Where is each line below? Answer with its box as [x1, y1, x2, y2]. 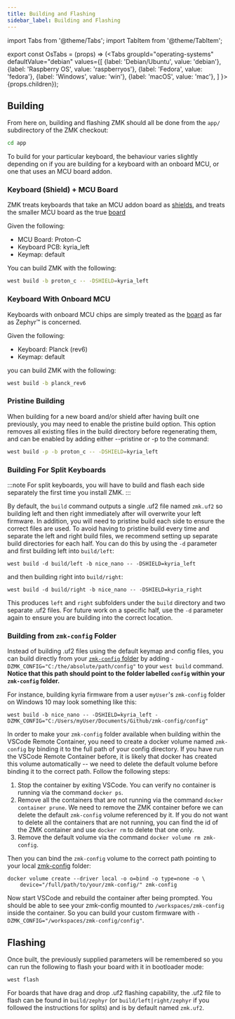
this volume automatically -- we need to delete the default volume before [7, 760, 219, 768]
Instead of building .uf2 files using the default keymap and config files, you [7, 647, 224, 656]
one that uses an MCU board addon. [7, 167, 112, 176]
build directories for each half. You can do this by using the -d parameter [7, 539, 217, 547]
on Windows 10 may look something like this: [7, 698, 137, 706]
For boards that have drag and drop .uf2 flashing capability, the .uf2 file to [7, 989, 221, 997]
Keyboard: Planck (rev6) [17, 345, 88, 353]
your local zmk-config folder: [7, 862, 91, 870]
